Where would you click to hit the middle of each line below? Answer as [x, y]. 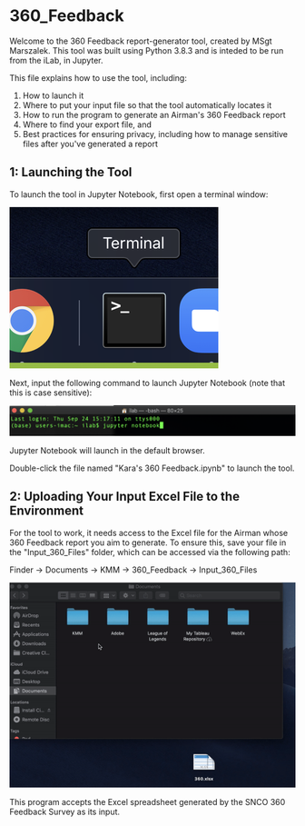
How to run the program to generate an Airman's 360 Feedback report [154, 114]
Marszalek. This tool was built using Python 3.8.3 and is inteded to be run [147, 50]
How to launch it [53, 95]
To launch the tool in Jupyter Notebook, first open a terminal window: [139, 194]
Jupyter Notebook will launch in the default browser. [108, 450]
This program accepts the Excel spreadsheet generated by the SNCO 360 [148, 801]
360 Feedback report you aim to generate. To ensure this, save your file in [148, 542]
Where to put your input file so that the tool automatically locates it [147, 104]
